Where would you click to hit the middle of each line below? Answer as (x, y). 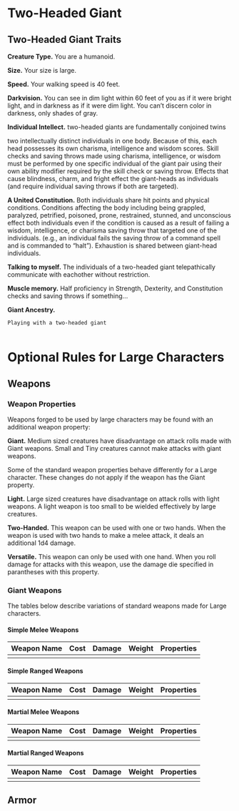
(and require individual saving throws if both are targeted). (93, 186)
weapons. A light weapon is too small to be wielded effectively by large (112, 506)
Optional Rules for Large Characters (116, 357)
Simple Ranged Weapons (45, 670)
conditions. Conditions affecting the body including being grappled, (107, 208)
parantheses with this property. (54, 571)
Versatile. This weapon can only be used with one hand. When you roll (112, 556)
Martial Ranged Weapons (46, 753)
